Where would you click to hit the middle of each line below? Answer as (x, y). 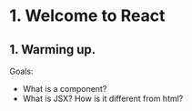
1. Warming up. (53, 50)
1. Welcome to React (87, 16)
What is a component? (65, 89)
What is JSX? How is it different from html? (103, 98)
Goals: (21, 71)
